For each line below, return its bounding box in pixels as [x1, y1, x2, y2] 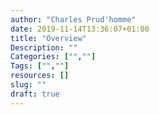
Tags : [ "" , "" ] [10, 61, 70, 71]
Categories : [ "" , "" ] [10, 52, 97, 62]
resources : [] [10, 71, 70, 81]
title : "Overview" [10, 33, 87, 43]
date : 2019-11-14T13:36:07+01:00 [10, 24, 150, 34]
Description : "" [10, 42, 78, 53]
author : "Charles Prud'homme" [10, 14, 137, 25]
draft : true [10, 89, 60, 99]
